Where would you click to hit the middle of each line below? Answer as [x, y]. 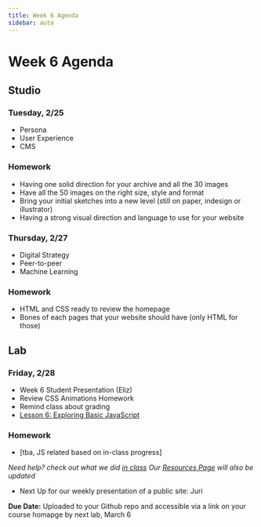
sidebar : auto [31, 23]
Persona [33, 130]
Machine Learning [49, 271]
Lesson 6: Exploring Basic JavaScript [79, 415]
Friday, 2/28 [32, 372]
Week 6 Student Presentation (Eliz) [76, 390]
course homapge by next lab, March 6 [70, 514]
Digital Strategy [44, 254]
